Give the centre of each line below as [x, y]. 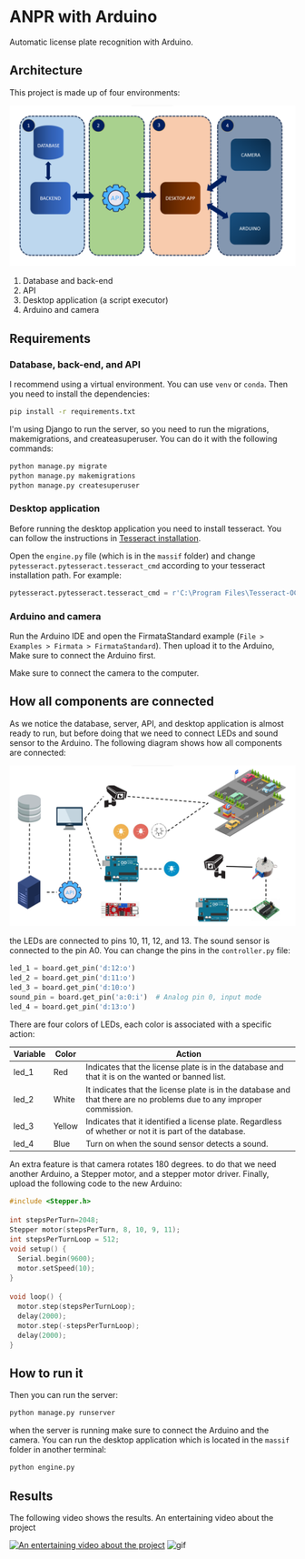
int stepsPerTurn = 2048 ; [54, 1221]
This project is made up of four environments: [95, 92]
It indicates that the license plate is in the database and [188, 1090]
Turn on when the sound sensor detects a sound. [177, 1144]
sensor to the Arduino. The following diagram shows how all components [146, 742]
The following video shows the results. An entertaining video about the [142, 1517]
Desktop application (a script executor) [95, 300]
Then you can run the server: [64, 1395]
